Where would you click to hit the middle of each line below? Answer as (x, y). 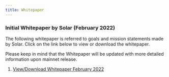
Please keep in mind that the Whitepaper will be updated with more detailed (84, 54)
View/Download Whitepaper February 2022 (58, 69)
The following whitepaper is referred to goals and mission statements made (84, 38)
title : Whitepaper (25, 10)
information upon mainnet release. (41, 59)
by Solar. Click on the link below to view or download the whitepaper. (78, 44)
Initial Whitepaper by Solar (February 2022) (60, 27)
